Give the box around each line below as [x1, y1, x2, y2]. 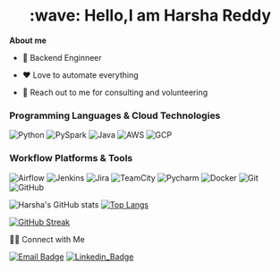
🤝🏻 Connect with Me [9, 233, 85, 244]
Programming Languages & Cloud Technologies [9, 109, 221, 122]
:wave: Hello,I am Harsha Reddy [30, 5, 271, 26]
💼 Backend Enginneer [21, 52, 103, 63]
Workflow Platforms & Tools [9, 152, 133, 165]
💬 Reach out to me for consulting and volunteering [21, 87, 208, 97]
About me [9, 35, 47, 46]
